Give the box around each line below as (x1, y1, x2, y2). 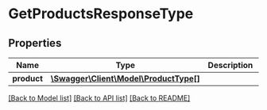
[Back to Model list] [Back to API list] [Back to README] (8, 93, 191, 103)
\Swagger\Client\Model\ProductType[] (50, 73, 200, 84)
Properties (8, 36, 62, 50)
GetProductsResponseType (8, 5, 194, 23)
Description (207, 60, 253, 70)
